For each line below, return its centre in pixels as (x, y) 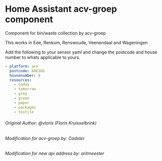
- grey (21, 94)
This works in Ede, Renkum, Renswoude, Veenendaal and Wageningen (77, 42)
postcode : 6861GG (27, 71)
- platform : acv (22, 66)
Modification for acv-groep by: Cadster (45, 138)
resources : (21, 80)
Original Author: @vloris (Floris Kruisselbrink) (51, 123)
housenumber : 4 (25, 75)
